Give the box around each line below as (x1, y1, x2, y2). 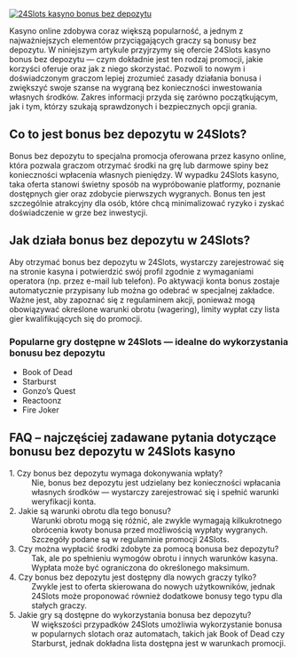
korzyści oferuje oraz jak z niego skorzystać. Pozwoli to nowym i (9, 63, 246, 74)
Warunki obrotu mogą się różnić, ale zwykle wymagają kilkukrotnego (31, 515, 282, 525)
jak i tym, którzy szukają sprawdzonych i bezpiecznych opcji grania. (9, 101, 258, 111)
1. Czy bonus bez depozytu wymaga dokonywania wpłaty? (9, 468, 223, 478)
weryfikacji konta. (31, 496, 97, 507)
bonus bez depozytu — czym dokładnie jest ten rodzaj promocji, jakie (9, 54, 264, 64)
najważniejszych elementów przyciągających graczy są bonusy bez (9, 36, 257, 45)
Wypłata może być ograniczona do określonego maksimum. (31, 562, 250, 573)
